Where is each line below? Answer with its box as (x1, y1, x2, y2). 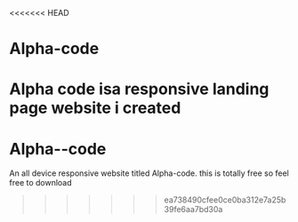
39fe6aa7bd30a (164, 204, 223, 215)
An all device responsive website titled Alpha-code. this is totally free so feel (9, 168, 289, 178)
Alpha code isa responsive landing (9, 79, 270, 99)
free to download (9, 178, 73, 188)
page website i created (9, 98, 181, 118)
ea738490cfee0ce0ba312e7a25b (164, 194, 286, 205)
